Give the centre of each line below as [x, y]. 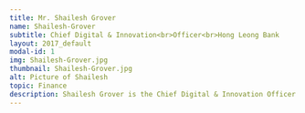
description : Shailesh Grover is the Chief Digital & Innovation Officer [153, 94]
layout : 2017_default [51, 43]
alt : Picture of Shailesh [58, 77]
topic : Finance [38, 86]
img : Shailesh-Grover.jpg [58, 60]
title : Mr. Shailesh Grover [63, 18]
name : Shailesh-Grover [53, 26]
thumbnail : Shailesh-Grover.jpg [71, 69]
